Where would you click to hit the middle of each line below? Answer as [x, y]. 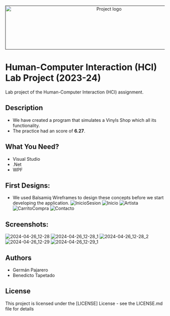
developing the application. [41, 203]
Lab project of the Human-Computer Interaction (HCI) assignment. [74, 92]
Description [24, 108]
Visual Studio [26, 159]
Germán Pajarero [30, 270]
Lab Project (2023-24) [53, 78]
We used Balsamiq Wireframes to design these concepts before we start [88, 198]
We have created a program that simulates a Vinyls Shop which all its [84, 120]
